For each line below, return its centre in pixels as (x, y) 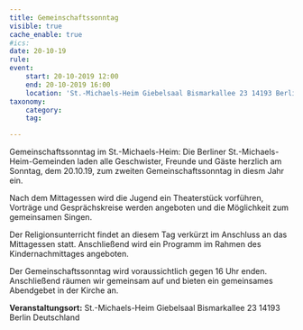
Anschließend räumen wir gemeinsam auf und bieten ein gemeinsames (141, 281)
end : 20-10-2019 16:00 (68, 85)
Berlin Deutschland (45, 317)
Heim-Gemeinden (42, 161)
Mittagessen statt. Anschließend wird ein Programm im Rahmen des (135, 244)
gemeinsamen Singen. (51, 217)
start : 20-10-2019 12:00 (72, 77)
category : (44, 110)
